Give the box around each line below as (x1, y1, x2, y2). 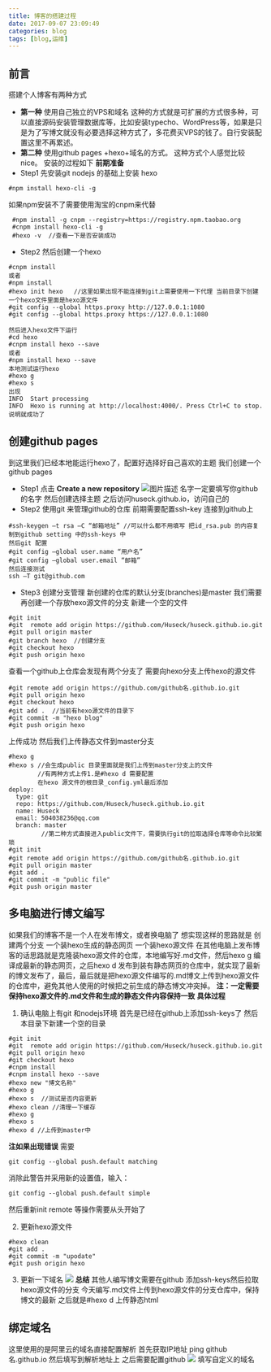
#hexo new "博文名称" (8, 1078, 77, 1087)
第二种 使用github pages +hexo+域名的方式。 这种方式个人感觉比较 (19, 148, 246, 158)
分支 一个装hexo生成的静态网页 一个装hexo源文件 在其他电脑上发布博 (29, 940, 260, 950)
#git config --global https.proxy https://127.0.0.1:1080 (8, 311, 209, 319)
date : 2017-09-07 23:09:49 (8, 20, 100, 28)
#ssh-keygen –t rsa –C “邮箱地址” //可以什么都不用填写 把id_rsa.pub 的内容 (8, 521, 253, 529)
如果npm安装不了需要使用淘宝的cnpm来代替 (8, 200, 157, 210)
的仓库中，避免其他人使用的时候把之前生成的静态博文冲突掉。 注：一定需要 (8, 981, 260, 991)
